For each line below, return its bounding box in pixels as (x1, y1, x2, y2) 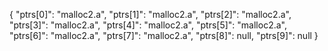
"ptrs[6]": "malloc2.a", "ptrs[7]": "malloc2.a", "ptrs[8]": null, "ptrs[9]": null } (9, 30, 319, 41)
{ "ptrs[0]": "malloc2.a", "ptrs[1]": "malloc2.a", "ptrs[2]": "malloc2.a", (9, 9, 292, 20)
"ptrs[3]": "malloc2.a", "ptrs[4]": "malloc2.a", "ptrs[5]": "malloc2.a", (9, 19, 287, 31)
